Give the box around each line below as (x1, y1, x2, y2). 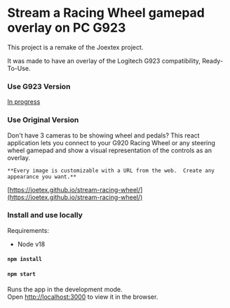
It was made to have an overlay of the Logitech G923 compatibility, (7, 56, 201, 65)
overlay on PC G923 (7, 20, 126, 36)
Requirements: (7, 226, 49, 234)
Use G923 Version (7, 81, 71, 91)
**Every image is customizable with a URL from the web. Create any (7, 167, 215, 174)
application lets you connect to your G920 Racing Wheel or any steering (7, 138, 216, 147)
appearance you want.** (7, 173, 77, 180)
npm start (7, 271, 36, 278)
